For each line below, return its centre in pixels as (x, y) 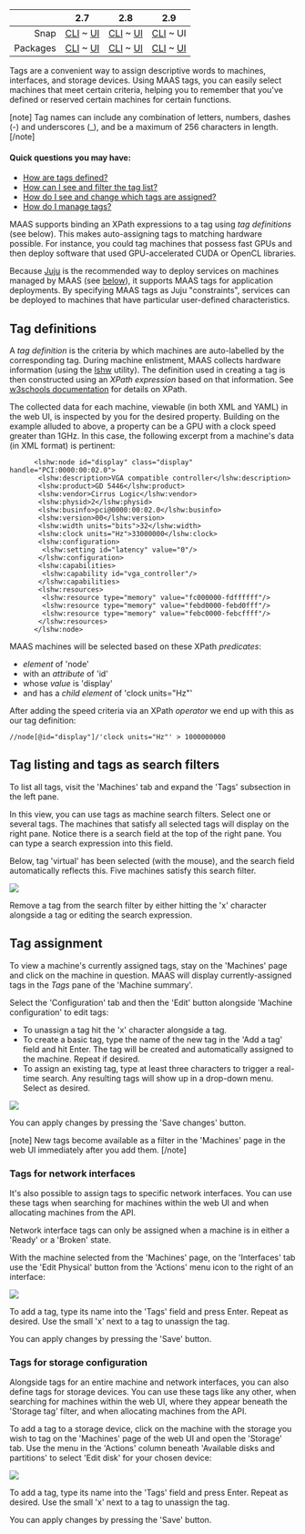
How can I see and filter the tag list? (90, 188)
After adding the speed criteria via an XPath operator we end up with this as (152, 711)
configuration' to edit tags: (59, 1012)
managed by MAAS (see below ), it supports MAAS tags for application (141, 280)
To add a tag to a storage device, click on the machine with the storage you (151, 1429)
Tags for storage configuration (79, 1362)
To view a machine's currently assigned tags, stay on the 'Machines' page (148, 965)
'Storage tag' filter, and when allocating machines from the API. (128, 1411)
